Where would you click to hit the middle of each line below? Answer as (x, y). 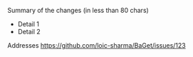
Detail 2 (29, 32)
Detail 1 (28, 24)
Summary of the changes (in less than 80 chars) (78, 10)
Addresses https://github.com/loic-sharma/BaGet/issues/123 (97, 45)
